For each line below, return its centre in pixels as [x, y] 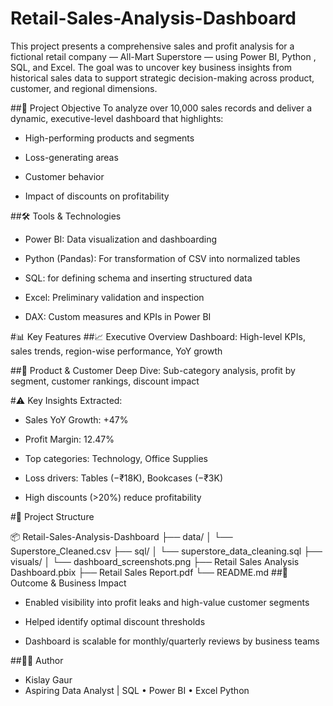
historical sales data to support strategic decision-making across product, [162, 78]
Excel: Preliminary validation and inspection [114, 297]
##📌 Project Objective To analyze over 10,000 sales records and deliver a [161, 108]
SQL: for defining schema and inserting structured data [138, 278]
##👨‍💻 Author [37, 660]
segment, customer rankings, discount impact [105, 381]
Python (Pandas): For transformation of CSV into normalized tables [162, 258]
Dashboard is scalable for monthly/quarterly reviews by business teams [172, 641]
